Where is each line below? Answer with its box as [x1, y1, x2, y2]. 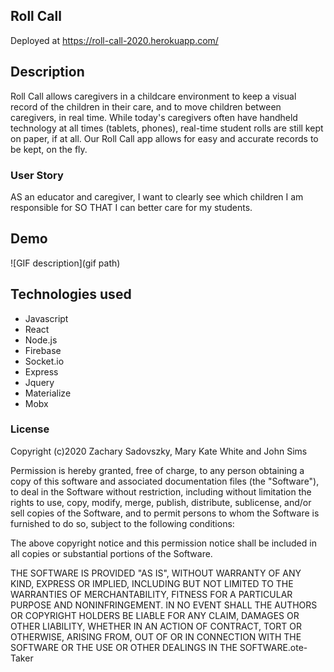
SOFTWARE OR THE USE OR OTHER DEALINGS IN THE [10, 641, 238, 653]
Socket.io [24, 355, 65, 367]
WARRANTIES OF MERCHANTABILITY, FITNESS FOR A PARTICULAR [10, 588, 293, 600]
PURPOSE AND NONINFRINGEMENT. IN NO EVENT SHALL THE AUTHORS [10, 599, 318, 611]
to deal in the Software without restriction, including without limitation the [10, 485, 312, 498]
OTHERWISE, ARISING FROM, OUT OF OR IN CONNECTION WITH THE [10, 630, 302, 643]
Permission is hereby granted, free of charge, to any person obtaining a [10, 464, 305, 476]
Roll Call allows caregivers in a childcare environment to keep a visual [10, 90, 297, 102]
